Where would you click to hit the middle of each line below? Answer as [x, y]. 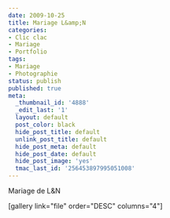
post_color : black [46, 125]
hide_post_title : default [58, 132]
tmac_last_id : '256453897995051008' [75, 169]
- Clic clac [28, 37]
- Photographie [33, 74]
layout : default [42, 118]
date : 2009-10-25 [37, 15]
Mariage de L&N [35, 191]
